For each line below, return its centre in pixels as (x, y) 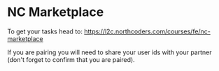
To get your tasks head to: (45, 31)
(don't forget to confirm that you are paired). (71, 59)
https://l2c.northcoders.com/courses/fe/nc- (147, 31)
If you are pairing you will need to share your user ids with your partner (109, 52)
